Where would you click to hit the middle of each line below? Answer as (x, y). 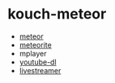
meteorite (35, 44)
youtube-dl (38, 62)
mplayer (33, 53)
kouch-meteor (57, 14)
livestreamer (40, 70)
